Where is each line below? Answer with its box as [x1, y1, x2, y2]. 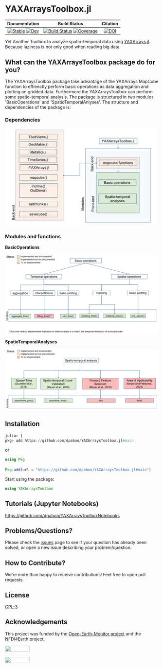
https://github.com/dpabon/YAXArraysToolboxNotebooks [5, 512, 120, 518]
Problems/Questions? [5, 527, 73, 535]
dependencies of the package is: [5, 105, 71, 110]
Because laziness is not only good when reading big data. [5, 44, 121, 50]
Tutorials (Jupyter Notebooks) [5, 500, 99, 508]
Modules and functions [5, 233, 61, 240]
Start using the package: [5, 476, 54, 482]
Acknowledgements [5, 618, 68, 626]
